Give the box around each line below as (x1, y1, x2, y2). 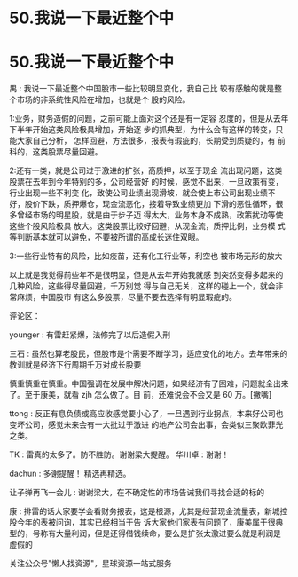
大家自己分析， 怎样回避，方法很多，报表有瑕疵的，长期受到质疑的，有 (16, 135, 276, 146)
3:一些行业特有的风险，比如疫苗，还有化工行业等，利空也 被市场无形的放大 (9, 250, 283, 262)
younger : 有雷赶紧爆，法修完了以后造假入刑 (9, 329, 171, 340)
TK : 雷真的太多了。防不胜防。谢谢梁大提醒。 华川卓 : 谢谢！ (9, 449, 230, 460)
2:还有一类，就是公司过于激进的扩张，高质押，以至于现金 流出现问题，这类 (9, 165, 283, 176)
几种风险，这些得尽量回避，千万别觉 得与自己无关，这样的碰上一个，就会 (9, 281, 276, 291)
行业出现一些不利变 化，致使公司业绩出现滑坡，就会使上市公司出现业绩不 (9, 187, 276, 198)
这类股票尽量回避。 (32, 146, 103, 157)
